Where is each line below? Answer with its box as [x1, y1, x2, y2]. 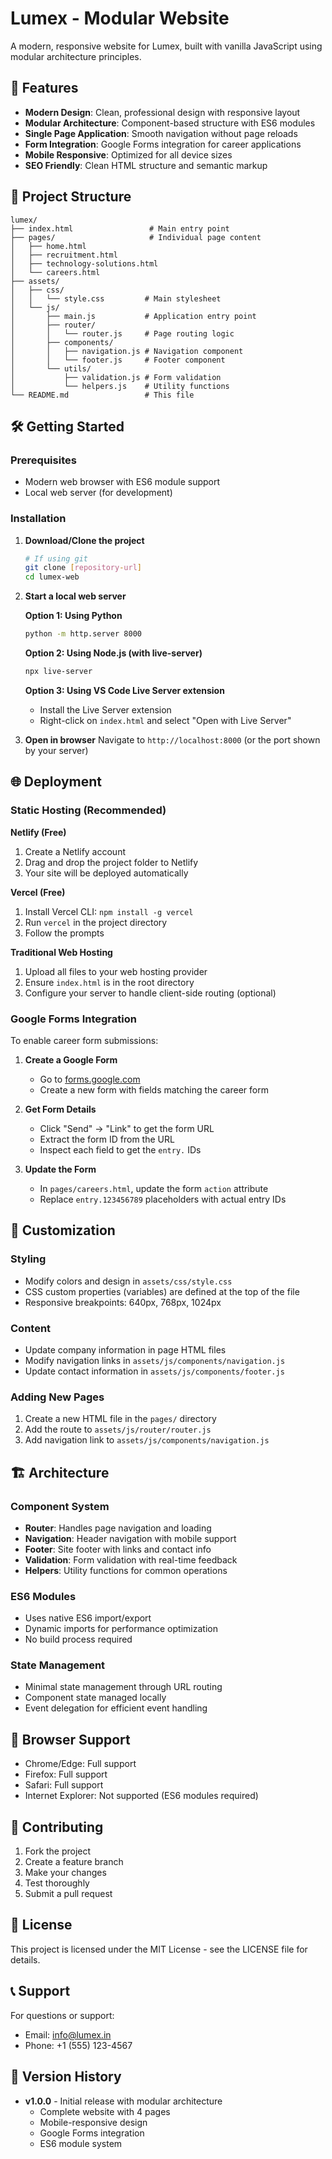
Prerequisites [10, 453, 77, 467]
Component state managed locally [24, 1692, 167, 1704]
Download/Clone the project [24, 534, 145, 546]
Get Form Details [24, 1103, 97, 1115]
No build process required [24, 1633, 133, 1646]
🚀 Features [10, 80, 79, 97]
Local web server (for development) [24, 487, 173, 499]
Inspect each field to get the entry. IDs [39, 1143, 202, 1156]
